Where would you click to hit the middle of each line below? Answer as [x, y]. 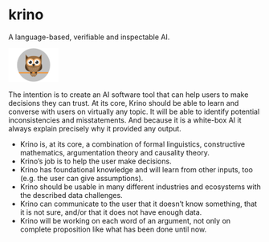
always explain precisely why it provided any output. [95, 128]
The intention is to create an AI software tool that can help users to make [128, 95]
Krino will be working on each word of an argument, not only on [125, 220]
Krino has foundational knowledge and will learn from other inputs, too [136, 169]
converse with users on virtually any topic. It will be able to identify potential [134, 111]
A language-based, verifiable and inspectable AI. [89, 37]
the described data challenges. [71, 195]
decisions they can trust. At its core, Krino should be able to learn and [124, 103]
